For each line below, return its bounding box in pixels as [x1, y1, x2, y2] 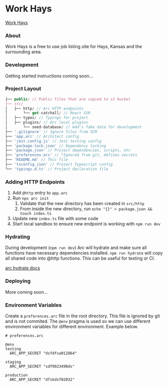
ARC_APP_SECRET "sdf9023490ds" [9, 364, 75, 369]
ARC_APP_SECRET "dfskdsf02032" [9, 377, 75, 382]
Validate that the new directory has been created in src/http [19, 201, 144, 207]
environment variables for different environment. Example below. [5, 324, 138, 330]
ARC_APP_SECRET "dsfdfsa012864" [9, 351, 77, 356]
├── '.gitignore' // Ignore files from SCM [5, 129, 97, 134]
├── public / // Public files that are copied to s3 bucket [5, 96, 131, 102]
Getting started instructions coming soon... [5, 73, 93, 79]
